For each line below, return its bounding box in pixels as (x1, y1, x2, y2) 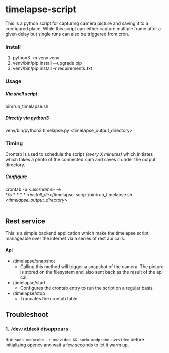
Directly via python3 (5, 115, 49, 121)
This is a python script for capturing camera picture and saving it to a (5, 20, 148, 26)
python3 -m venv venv (12, 55, 60, 61)
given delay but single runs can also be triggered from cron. (5, 31, 129, 37)
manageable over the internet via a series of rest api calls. (5, 235, 126, 242)
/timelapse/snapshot (12, 258, 55, 264)
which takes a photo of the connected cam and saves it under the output (5, 157, 156, 163)
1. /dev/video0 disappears (5, 325, 69, 332)
